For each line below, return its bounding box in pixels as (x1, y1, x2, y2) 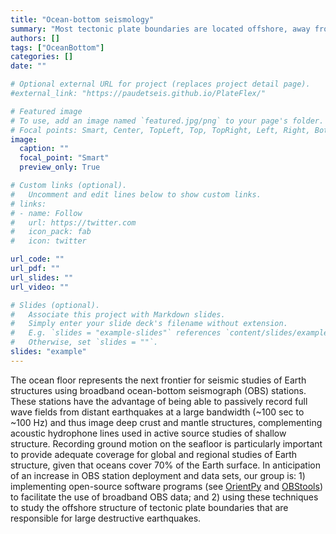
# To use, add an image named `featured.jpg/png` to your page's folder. (10, 116, 325, 126)
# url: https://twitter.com (10, 217, 137, 228)
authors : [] (10, 33, 60, 43)
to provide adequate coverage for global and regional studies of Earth (10, 448, 298, 460)
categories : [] (10, 52, 74, 62)
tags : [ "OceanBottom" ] (10, 42, 105, 53)
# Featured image (10, 106, 83, 116)
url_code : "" (10, 254, 65, 265)
